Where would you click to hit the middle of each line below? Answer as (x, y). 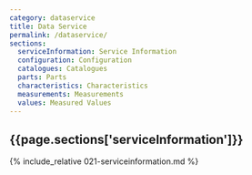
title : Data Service (49, 26)
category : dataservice (52, 18)
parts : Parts (42, 77)
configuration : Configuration (75, 60)
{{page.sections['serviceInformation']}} (126, 139)
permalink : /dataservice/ (58, 35)
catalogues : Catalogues (62, 69)
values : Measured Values (65, 103)
